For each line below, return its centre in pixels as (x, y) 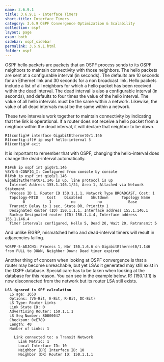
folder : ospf (18, 51)
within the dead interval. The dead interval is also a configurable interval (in (81, 91)
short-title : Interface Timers (37, 19)
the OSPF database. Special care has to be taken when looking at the (75, 270)
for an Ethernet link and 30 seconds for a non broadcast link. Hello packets (81, 80)
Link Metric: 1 (34, 341)
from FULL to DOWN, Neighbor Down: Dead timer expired (62, 251)
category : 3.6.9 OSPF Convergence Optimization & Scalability (70, 23)
